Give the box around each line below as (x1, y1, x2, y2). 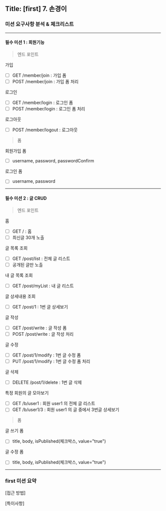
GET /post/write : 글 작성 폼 (12, 325, 67, 331)
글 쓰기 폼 (5, 428, 24, 434)
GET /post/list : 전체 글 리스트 (12, 255, 71, 261)
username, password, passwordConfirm (12, 158, 94, 164)
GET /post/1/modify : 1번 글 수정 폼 (12, 352, 81, 358)
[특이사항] (5, 500, 25, 506)
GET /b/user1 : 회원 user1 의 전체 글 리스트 (12, 401, 95, 407)
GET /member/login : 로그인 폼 (12, 100, 73, 105)
